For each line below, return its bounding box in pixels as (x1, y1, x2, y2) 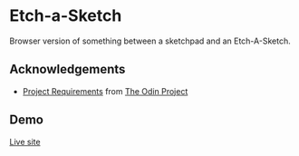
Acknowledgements (9, 62, 126, 77)
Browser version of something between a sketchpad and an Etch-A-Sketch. (9, 35, 292, 46)
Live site (9, 136, 41, 147)
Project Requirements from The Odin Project (22, 85, 188, 96)
